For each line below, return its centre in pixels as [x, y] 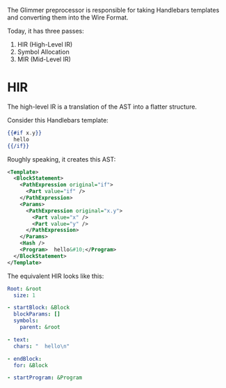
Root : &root [24, 288]
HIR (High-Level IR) [45, 44]
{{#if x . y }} [24, 133]
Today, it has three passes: [46, 31]
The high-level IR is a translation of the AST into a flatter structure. [102, 107]
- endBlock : [24, 359]
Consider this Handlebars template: [58, 120]
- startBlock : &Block [39, 308]
